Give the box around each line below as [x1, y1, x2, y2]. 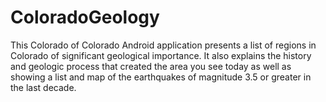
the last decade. [10, 81, 77, 93]
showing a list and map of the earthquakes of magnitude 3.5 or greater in [10, 71, 312, 83]
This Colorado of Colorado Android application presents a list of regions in [10, 39, 317, 51]
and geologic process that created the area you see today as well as [10, 60, 292, 72]
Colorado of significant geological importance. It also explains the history [10, 49, 312, 61]
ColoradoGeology [10, 6, 160, 29]
